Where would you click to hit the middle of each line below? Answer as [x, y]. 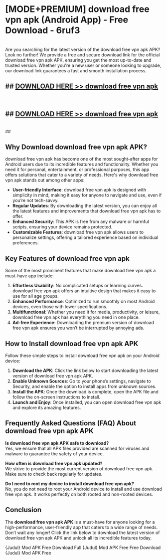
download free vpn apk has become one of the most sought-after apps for [82, 159]
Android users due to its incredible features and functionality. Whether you [82, 164]
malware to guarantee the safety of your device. [55, 454]
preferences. [25, 243]
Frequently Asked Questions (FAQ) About [71, 423]
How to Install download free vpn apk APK [72, 343]
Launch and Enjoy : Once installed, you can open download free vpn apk [87, 402]
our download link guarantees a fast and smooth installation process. [76, 70]
